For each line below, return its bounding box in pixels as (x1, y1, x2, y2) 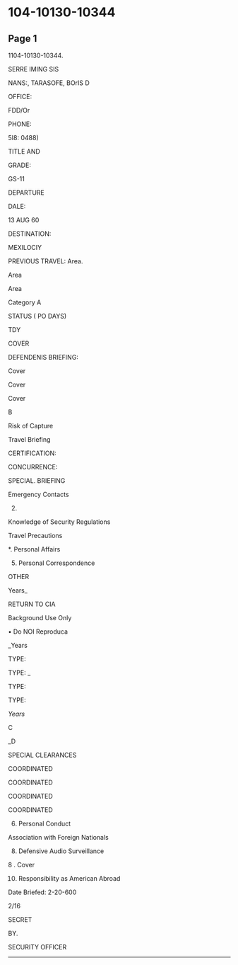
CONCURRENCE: (8, 463, 58, 471)
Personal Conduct (18, 819, 71, 828)
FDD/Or (8, 106, 30, 114)
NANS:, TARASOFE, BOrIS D (8, 79, 90, 87)
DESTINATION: (8, 229, 52, 238)
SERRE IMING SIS (8, 65, 59, 73)
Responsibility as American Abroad (18, 874, 121, 882)
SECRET (8, 915, 32, 924)
